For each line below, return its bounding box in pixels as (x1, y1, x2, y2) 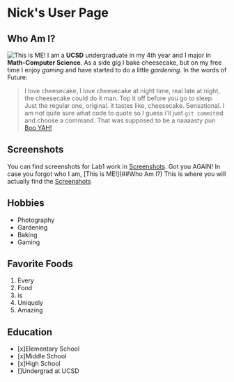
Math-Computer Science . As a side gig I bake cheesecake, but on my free (7, 58, 222, 67)
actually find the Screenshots (7, 177, 92, 185)
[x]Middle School (17, 352, 67, 360)
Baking (17, 230, 38, 239)
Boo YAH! (24, 124, 52, 132)
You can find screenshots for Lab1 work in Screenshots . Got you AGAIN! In (7, 162, 221, 170)
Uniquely (17, 299, 44, 307)
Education (7, 326, 53, 338)
